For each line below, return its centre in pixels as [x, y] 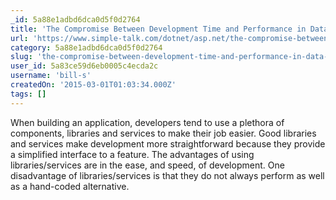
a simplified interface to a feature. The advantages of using [132, 154]
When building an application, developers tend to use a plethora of [147, 122]
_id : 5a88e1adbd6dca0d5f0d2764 [75, 19]
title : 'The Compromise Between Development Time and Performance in [158, 29]
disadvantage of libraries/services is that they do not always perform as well [167, 175]
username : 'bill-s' [51, 76]
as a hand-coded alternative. [70, 186]
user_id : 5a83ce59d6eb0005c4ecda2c [84, 66]
